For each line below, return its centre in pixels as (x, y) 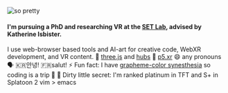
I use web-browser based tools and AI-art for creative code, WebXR (104, 49)
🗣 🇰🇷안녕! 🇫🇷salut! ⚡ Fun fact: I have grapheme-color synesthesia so (109, 65)
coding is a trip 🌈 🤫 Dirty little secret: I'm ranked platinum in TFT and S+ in (113, 75)
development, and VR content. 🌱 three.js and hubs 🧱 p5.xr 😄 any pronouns (114, 57)
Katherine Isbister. (35, 34)
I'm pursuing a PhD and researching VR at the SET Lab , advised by (105, 26)
